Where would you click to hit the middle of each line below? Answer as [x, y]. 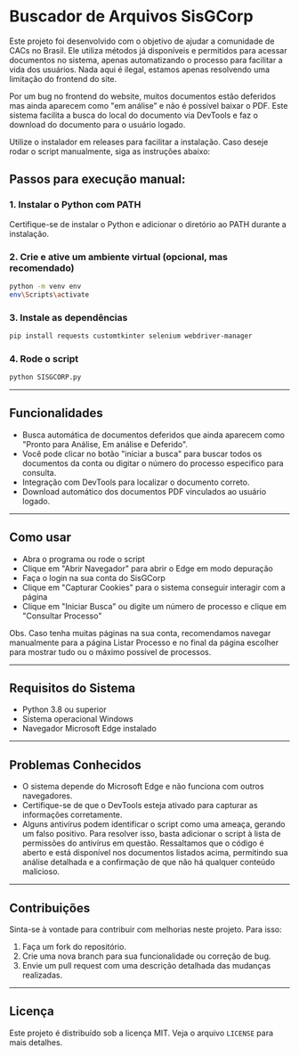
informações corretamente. [72, 815]
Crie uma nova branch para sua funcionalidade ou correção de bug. [146, 956]
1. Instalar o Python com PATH [75, 205]
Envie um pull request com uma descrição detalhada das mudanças [146, 966]
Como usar [40, 538]
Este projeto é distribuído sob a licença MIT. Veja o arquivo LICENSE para [141, 1033]
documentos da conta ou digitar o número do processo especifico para [153, 463]
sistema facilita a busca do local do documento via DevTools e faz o [133, 115]
